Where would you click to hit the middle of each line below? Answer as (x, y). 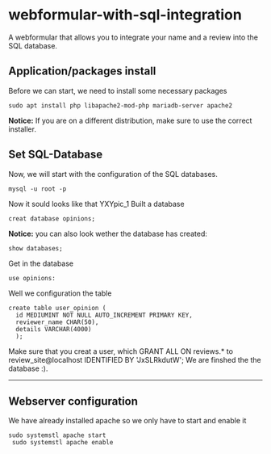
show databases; (35, 248)
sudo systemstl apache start (57, 435)
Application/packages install (82, 71)
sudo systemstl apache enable (63, 443)
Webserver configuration (73, 401)
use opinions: (32, 278)
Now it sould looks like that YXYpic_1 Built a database (96, 204)
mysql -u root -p (38, 189)
